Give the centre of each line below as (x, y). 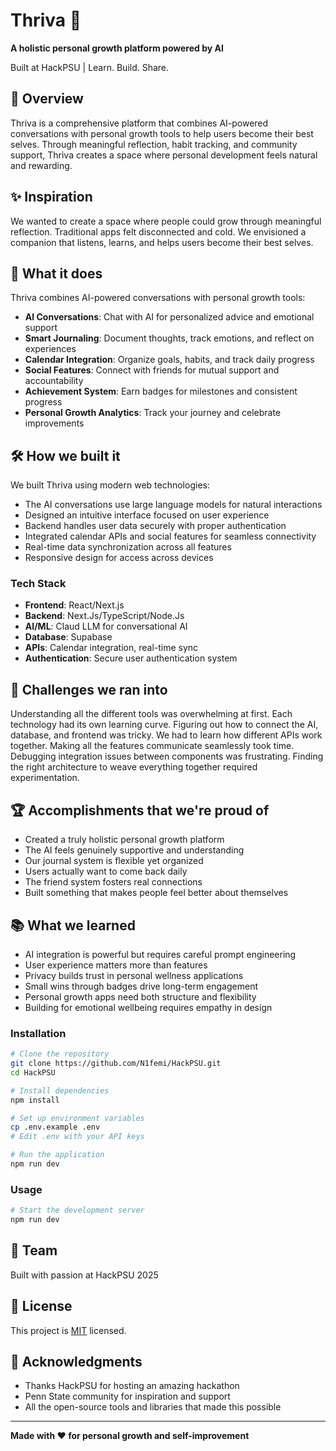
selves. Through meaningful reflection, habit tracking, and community (154, 144)
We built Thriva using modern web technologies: (110, 485)
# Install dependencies (60, 1090)
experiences (50, 349)
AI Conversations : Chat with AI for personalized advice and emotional (169, 317)
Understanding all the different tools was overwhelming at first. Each (151, 714)
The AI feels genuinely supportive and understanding (134, 850)
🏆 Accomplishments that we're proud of (140, 810)
